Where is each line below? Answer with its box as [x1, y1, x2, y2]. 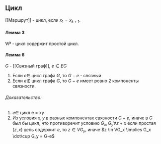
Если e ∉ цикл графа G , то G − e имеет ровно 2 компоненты [12, 78, 139, 84]
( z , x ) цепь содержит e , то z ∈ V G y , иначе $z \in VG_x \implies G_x [12, 127, 152, 134]
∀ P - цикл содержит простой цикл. [5, 41, 79, 47]
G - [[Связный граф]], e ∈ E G [5, 63, 67, 69]
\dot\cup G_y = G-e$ [12, 133, 55, 139]
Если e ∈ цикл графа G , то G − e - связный [12, 73, 101, 79]
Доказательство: [5, 94, 42, 100]
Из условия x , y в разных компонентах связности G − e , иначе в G [12, 115, 153, 121]
